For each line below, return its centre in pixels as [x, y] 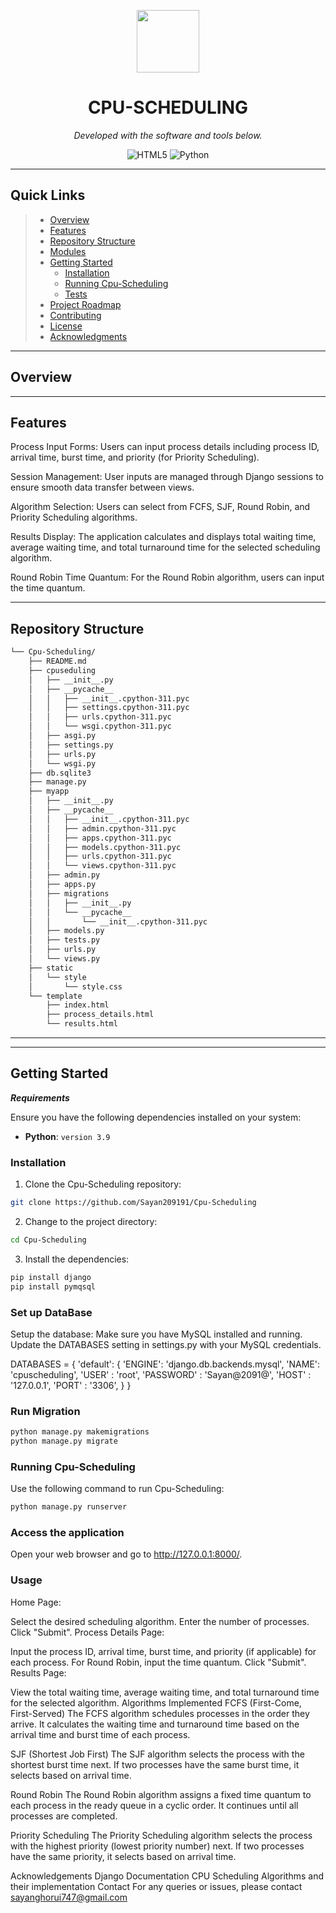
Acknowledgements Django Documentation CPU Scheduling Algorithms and [167, 1876]
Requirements [40, 1097]
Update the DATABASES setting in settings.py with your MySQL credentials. [166, 1344]
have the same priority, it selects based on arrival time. [123, 1856]
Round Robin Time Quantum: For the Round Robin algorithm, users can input [167, 577]
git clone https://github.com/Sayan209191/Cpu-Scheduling [133, 1203]
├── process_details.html [100, 1015]
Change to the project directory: [91, 1222]
